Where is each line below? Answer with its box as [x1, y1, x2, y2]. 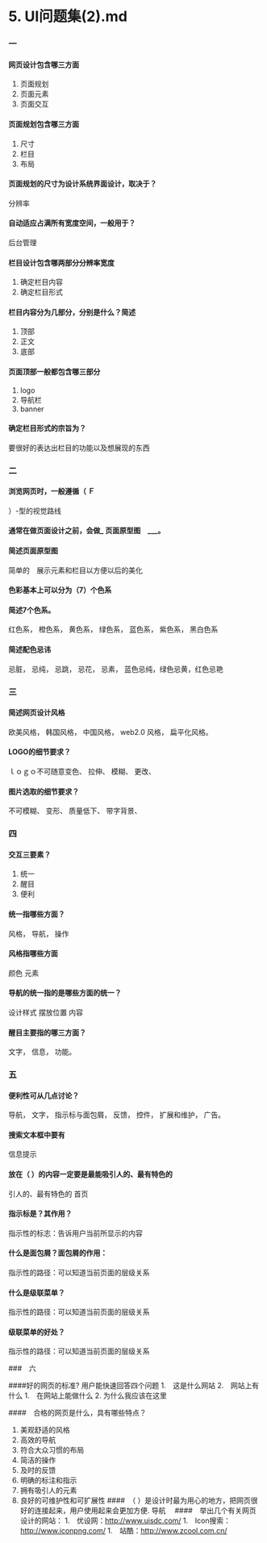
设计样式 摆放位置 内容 [8, 1007, 83, 1017]
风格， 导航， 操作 [8, 928, 69, 938]
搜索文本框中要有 [8, 1130, 65, 1140]
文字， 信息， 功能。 [8, 1047, 77, 1057]
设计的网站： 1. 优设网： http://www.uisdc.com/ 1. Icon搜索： [19, 1516, 232, 1525]
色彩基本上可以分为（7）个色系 [8, 586, 112, 595]
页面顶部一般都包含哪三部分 [8, 366, 101, 376]
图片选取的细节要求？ [8, 786, 79, 796]
